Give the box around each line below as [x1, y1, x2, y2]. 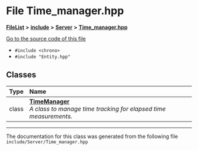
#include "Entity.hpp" [14, 54, 71, 60]
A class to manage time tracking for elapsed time [29, 104, 166, 113]
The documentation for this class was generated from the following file [6, 133, 179, 140]
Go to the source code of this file [6, 35, 86, 42]
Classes [6, 70, 37, 80]
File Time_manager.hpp [6, 4, 124, 18]
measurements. [29, 112, 72, 120]
